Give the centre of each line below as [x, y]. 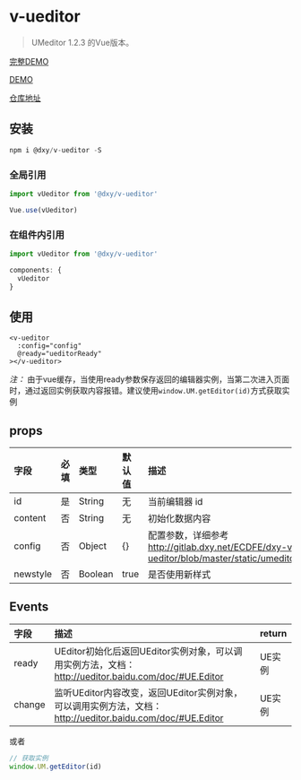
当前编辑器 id [175, 502]
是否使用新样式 [179, 575]
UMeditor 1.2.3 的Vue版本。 [82, 42]
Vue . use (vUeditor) [43, 210]
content [30, 518]
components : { [36, 270]
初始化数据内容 [179, 519]
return [273, 633]
